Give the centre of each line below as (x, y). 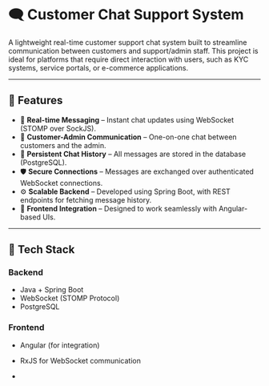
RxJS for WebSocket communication (80, 360)
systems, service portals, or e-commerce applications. (98, 67)
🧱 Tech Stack (42, 249)
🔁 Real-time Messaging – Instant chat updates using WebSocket (127, 119)
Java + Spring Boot (52, 290)
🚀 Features (36, 101)
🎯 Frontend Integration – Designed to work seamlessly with (118, 208)
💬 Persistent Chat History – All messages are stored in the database (133, 154)
